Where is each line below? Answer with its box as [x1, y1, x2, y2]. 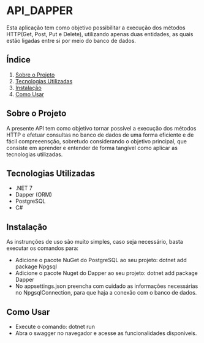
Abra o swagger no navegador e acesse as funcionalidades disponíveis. [15, 330, 197, 337]
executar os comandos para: [6, 244, 78, 252]
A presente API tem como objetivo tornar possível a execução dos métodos [6, 124, 197, 132]
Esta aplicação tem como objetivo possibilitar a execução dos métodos [6, 24, 186, 31]
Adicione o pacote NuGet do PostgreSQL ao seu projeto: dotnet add [15, 257, 187, 264]
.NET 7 [15, 184, 32, 192]
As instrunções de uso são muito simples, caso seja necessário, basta [6, 238, 184, 246]
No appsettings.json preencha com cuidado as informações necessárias [15, 282, 198, 290]
